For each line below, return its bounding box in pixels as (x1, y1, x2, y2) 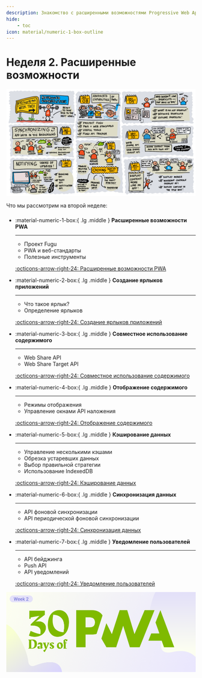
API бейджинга (23, 555, 63, 563)
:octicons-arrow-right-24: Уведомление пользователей (14, 580, 155, 587)
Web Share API (23, 354, 61, 362)
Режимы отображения (23, 401, 82, 409)
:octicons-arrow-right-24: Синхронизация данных (14, 526, 141, 534)
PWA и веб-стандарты (23, 247, 81, 254)
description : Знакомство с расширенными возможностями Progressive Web (6, 10, 189, 16)
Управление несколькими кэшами (23, 449, 112, 456)
